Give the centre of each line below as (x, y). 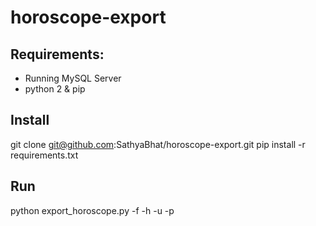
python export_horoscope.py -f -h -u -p (92, 210)
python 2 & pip (55, 89)
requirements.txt (44, 155)
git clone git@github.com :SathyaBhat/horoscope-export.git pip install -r (158, 144)
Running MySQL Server (73, 78)
